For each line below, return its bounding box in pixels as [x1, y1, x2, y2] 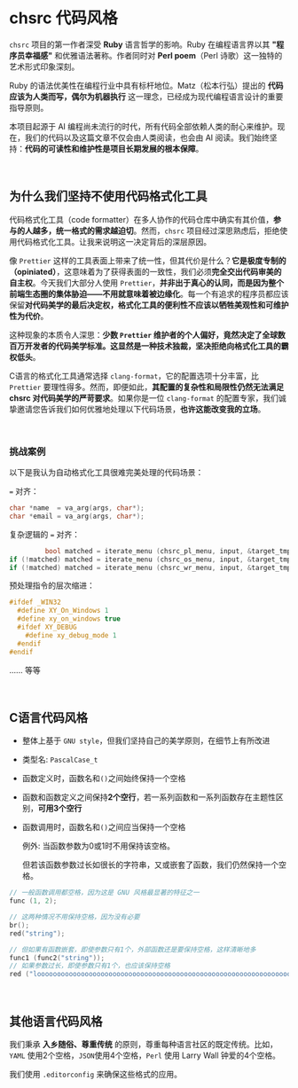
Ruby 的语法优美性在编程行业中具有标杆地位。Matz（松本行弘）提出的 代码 [9, 80, 284, 90]
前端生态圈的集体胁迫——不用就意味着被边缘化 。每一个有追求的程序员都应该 [9, 288, 289, 299]
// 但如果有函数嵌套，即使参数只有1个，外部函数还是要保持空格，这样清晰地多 [9, 945, 256, 954]
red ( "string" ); [9, 928, 66, 938]
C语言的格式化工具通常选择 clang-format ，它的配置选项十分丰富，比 [9, 370, 260, 381]
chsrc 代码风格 [9, 8, 118, 28]
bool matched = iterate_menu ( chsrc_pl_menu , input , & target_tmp [44, 546, 292, 555]
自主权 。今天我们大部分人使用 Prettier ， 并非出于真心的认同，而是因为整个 [9, 277, 285, 288]
